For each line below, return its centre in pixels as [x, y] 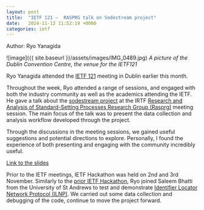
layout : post [23, 12]
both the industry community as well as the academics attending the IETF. [99, 94]
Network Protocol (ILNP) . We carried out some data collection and [89, 194]
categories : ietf [28, 29]
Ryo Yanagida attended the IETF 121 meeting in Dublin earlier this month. [97, 76]
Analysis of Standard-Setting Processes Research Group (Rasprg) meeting [100, 107]
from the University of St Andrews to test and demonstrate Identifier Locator [102, 188]
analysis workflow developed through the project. [69, 120]
